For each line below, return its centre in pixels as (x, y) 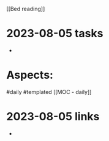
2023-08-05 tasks (55, 34)
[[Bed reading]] (26, 9)
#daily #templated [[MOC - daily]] (49, 92)
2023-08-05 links (53, 117)
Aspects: (30, 75)
